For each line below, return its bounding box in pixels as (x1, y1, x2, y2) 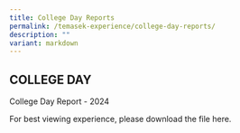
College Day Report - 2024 (9, 96, 110, 107)
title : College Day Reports (9, 13, 115, 23)
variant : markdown (9, 38, 78, 48)
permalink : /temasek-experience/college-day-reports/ (9, 22, 217, 31)
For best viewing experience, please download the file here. (9, 114, 232, 125)
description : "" (9, 30, 70, 39)
